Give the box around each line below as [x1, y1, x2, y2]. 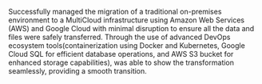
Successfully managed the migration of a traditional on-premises [8, 7, 222, 16]
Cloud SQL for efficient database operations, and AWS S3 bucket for [8, 50, 234, 58]
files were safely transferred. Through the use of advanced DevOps [8, 32, 231, 42]
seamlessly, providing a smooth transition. [8, 66, 148, 75]
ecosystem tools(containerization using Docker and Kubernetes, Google [8, 41, 245, 50]
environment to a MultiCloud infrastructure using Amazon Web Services [8, 15, 245, 25]
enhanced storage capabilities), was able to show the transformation [8, 58, 234, 67]
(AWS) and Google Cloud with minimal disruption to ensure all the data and [8, 24, 255, 33]
